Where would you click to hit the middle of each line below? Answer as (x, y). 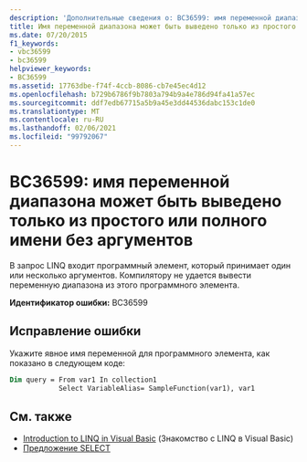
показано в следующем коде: (68, 362)
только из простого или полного (138, 221)
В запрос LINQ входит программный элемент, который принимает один (150, 265)
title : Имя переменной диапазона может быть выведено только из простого (153, 26)
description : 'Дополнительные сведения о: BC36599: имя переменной (141, 18)
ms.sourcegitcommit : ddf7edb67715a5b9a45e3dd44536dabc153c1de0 (132, 103)
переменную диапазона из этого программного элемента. (125, 285)
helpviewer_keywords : (51, 69)
